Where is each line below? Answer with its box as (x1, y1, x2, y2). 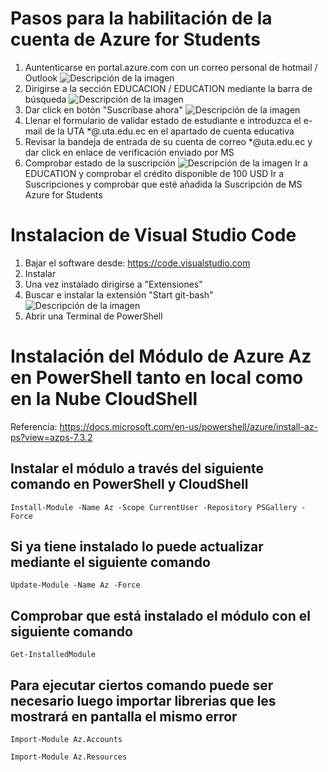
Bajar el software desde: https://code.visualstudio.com (24, 257, 251, 269)
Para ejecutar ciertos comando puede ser (10, 677, 274, 694)
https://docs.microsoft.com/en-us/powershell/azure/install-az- (59, 420, 318, 432)
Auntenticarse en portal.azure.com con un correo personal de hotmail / (24, 61, 318, 73)
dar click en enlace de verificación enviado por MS (24, 146, 235, 158)
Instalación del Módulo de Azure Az (10, 345, 312, 368)
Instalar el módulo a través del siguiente (10, 460, 265, 477)
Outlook (24, 72, 58, 84)
